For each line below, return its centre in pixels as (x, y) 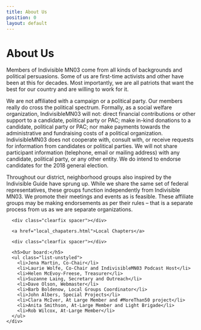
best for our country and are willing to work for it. (68, 89)
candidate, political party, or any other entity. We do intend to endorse (94, 159)
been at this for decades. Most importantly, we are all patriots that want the (100, 83)
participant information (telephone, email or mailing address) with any (93, 153)
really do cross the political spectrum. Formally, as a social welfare (89, 107)
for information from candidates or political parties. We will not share (92, 146)
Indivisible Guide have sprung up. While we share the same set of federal (97, 184)
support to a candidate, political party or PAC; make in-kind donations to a (99, 120)
